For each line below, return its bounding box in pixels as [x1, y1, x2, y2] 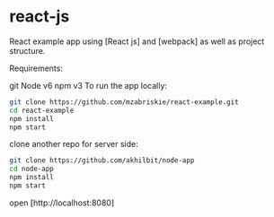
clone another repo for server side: [9, 139, 138, 150]
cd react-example [9, 106, 75, 115]
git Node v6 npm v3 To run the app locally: [9, 80, 168, 91]
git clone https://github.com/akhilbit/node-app [9, 156, 195, 165]
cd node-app [9, 164, 54, 174]
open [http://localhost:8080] [9, 197, 115, 208]
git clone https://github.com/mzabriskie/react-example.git [9, 97, 240, 107]
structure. [9, 45, 46, 56]
